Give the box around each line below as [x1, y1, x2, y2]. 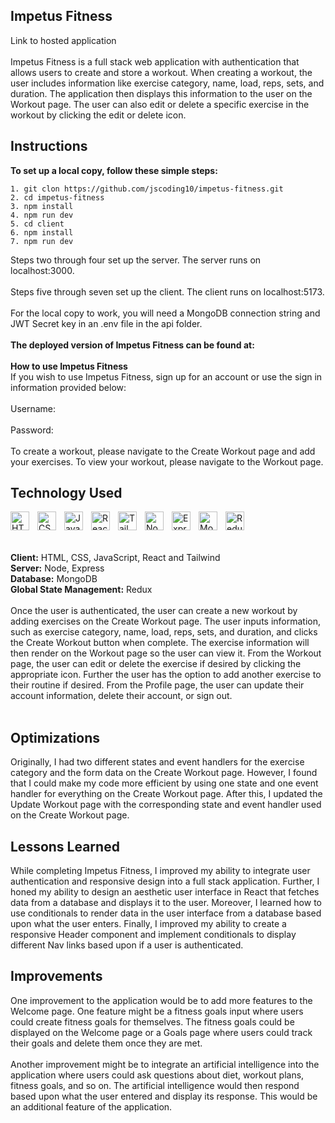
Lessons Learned [10, 838, 120, 855]
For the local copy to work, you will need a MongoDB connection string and [10, 307, 321, 319]
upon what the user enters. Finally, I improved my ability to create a [10, 918, 287, 930]
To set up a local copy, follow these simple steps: [10, 164, 218, 176]
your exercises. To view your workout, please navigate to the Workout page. [10, 455, 324, 468]
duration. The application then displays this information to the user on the [10, 87, 313, 99]
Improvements [10, 968, 103, 985]
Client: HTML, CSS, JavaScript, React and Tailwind [10, 552, 221, 564]
